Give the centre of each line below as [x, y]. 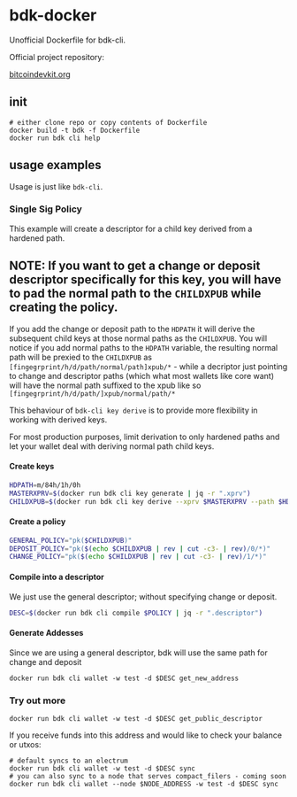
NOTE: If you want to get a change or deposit [135, 266]
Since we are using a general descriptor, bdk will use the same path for [138, 653]
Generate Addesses [46, 633]
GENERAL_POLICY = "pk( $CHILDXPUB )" [71, 540]
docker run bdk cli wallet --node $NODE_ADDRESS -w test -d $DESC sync [144, 784]
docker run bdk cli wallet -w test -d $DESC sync [103, 768]
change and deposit [46, 662]
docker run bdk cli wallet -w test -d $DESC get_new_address [124, 678]
